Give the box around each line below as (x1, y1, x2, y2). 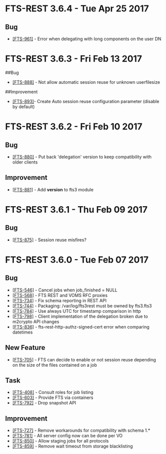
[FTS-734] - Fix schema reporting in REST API (12, 297, 107, 303)
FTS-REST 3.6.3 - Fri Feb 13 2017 (5, 53, 142, 64)
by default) (12, 104, 35, 110)
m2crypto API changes (12, 318, 59, 325)
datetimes (12, 329, 33, 335)
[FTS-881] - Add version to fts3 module (12, 186, 94, 192)
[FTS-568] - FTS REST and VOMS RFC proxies (12, 292, 108, 298)
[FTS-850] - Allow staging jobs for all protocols (12, 438, 109, 444)
